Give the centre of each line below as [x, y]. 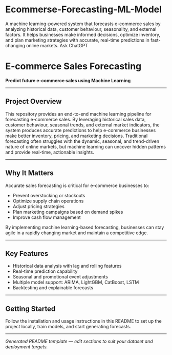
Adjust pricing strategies [39, 206]
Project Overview [34, 101]
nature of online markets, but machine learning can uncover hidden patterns [86, 146]
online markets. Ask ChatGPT [57, 45]
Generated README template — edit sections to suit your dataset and [79, 341]
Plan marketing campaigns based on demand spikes [68, 212]
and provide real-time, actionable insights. [50, 152]
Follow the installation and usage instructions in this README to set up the [84, 321]
